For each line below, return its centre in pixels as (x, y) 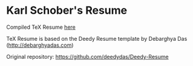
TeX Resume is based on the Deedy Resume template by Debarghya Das (97, 38)
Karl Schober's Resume (67, 10)
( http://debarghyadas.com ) (40, 45)
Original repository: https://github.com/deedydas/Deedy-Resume (87, 56)
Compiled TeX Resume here (41, 27)
